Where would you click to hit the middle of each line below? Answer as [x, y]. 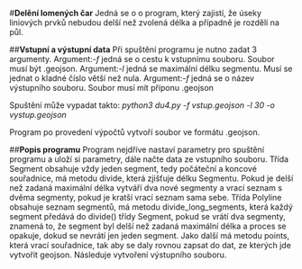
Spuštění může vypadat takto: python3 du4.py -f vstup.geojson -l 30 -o [142, 105]
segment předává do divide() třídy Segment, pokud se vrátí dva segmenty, [147, 216]
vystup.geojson [38, 115]
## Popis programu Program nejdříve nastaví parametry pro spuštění [137, 149]
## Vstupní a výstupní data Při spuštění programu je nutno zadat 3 [133, 49]
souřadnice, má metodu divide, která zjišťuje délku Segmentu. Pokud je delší [151, 178]
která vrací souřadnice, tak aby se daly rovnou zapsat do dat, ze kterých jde [150, 245]
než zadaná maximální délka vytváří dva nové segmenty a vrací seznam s [146, 188]
